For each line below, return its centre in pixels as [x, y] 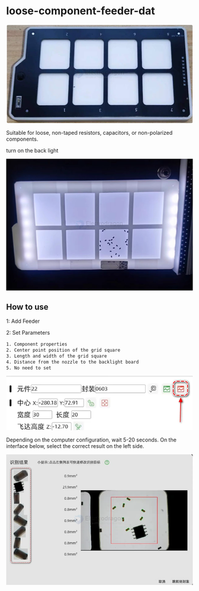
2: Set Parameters [28, 333]
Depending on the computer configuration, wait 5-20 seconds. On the [91, 440]
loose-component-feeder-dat [81, 11]
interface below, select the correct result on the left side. [75, 446]
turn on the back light [32, 151]
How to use [27, 307]
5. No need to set [29, 368]
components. [22, 139]
